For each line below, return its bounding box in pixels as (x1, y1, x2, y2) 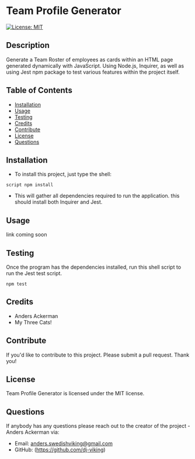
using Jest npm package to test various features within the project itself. (6, 68, 180, 76)
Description (6, 40, 50, 50)
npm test (6, 281, 27, 287)
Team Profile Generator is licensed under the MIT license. (6, 390, 145, 397)
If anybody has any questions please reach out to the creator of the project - (6, 423, 190, 430)
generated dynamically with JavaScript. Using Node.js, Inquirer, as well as (6, 62, 184, 69)
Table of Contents (6, 85, 73, 95)
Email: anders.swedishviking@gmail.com (14, 440, 113, 447)
